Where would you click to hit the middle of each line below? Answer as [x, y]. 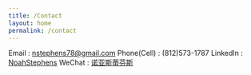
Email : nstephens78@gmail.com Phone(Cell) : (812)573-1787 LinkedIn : [126, 53]
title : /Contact [35, 16]
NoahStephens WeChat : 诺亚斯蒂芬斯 [71, 63]
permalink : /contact [43, 30]
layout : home [30, 23]
